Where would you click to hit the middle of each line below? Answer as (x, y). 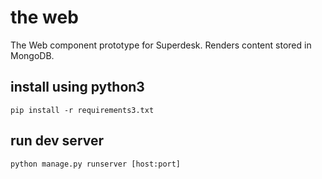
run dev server (57, 141)
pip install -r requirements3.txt (82, 110)
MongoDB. (32, 55)
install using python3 (77, 87)
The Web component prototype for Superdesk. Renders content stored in (161, 45)
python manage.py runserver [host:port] (96, 164)
